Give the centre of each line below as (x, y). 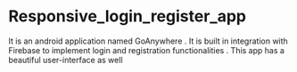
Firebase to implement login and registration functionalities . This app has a (146, 50)
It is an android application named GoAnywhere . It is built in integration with (148, 41)
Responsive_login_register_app (128, 16)
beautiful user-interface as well (66, 60)
